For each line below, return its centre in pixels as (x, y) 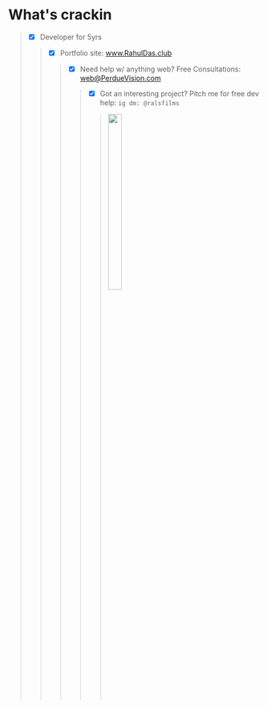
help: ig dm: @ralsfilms (140, 103)
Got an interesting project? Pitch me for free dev (179, 94)
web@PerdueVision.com (121, 79)
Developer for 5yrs (71, 37)
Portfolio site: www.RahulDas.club (116, 53)
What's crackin (60, 15)
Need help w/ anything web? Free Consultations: (160, 69)
